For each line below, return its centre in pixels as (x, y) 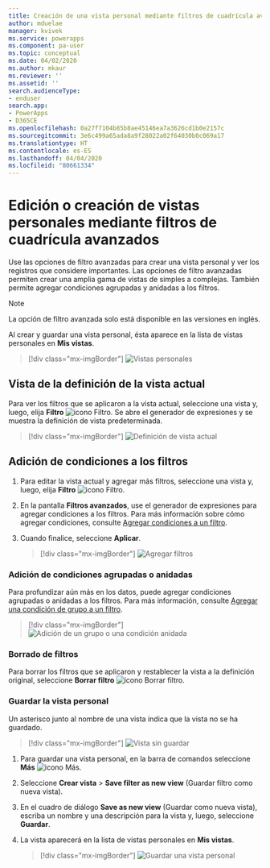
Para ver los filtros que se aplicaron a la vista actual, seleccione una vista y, (133, 403)
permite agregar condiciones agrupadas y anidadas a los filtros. (114, 288)
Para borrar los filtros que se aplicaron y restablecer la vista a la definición (131, 672)
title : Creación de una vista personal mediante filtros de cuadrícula (131, 16)
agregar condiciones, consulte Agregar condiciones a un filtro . (123, 522)
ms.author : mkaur (37, 69)
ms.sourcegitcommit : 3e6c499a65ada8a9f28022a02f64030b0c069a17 (117, 135)
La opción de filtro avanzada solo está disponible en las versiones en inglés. (135, 319)
